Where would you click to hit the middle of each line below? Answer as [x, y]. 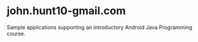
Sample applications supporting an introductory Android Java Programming [100, 27]
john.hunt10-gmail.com [66, 11]
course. [16, 33]
